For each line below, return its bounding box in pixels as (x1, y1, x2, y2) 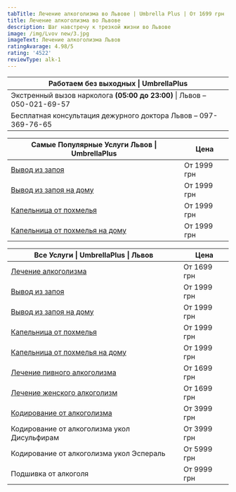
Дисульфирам (11, 432, 60, 442)
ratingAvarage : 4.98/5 (7, 43, 74, 50)
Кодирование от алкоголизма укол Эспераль (11, 448, 166, 458)
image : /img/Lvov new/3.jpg (7, 30, 90, 37)
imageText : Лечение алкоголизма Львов (7, 37, 121, 44)
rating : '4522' (7, 50, 52, 57)
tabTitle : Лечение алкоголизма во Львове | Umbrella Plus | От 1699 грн (7, 10, 225, 18)
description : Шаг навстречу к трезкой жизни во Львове (7, 23, 171, 30)
